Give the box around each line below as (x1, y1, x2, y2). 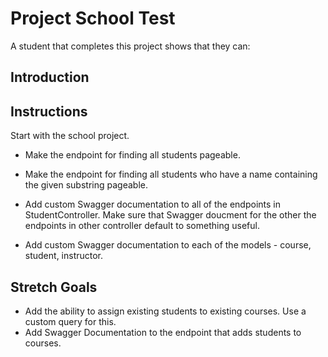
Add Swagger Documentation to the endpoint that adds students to (24, 326, 302, 338)
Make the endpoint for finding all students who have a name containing (24, 168, 318, 181)
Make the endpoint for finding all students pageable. (24, 149, 241, 161)
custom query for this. (24, 315, 117, 327)
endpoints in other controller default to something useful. (24, 220, 260, 232)
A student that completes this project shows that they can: (10, 40, 251, 52)
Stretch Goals (10, 278, 98, 296)
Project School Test (10, 7, 176, 30)
